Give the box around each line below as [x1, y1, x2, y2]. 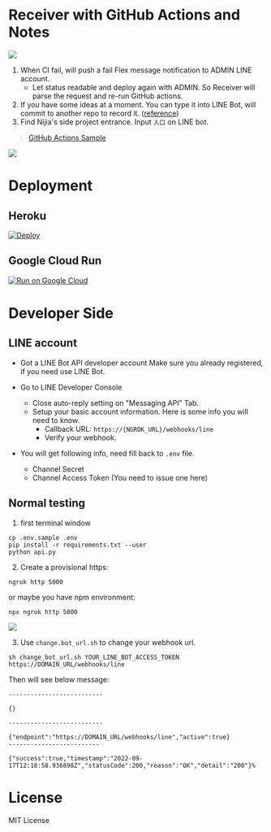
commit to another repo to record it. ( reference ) [19, 108, 179, 118]
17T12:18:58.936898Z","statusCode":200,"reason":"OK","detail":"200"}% [8, 761, 256, 769]
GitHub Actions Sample [28, 133, 107, 142]
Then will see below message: [8, 674, 110, 684]
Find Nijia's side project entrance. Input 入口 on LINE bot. [19, 116, 209, 127]
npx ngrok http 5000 [8, 608, 79, 616]
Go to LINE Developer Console [19, 382, 123, 392]
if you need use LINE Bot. [19, 366, 105, 376]
